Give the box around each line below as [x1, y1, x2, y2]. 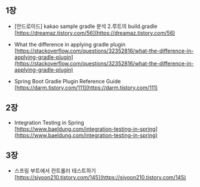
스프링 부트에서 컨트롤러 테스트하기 [14, 167, 96, 174]
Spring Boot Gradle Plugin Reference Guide [14, 77, 121, 85]
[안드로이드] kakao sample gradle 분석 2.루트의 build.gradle [14, 23, 158, 30]
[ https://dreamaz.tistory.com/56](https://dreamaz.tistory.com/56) [14, 29, 176, 36]
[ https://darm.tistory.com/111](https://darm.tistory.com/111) [14, 84, 158, 91]
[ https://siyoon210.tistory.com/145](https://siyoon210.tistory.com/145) [14, 174, 186, 181]
